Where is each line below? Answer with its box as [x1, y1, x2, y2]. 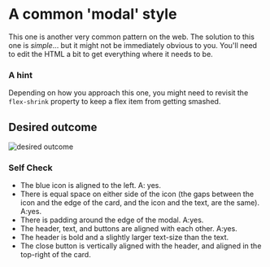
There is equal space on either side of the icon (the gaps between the [20, 189, 255, 199]
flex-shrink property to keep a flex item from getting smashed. [8, 97, 221, 107]
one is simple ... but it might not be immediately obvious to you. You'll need [8, 40, 258, 50]
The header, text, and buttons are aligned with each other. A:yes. [20, 224, 237, 234]
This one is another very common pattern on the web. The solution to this [8, 32, 255, 42]
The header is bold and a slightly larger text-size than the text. [20, 233, 229, 243]
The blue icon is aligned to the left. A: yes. [20, 181, 161, 190]
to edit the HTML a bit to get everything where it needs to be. [8, 49, 213, 59]
